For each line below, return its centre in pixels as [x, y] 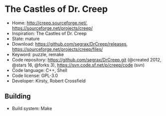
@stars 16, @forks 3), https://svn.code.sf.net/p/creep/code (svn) [78, 65]
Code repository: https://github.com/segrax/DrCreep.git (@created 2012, [86, 59]
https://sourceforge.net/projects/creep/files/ [57, 49]
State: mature [26, 39]
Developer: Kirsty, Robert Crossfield [49, 81]
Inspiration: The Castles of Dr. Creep [49, 33]
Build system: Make [32, 108]
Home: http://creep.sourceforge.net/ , [50, 23]
